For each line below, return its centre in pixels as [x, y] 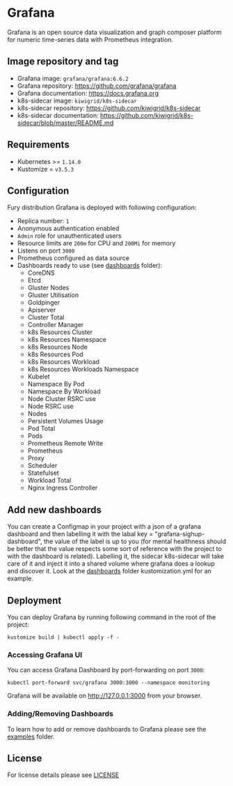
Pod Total [41, 429]
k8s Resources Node [58, 347]
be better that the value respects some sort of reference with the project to [115, 549]
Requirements [38, 145]
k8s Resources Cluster [60, 332]
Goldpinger [44, 303]
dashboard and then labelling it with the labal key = [80, 534]
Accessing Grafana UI [45, 655]
